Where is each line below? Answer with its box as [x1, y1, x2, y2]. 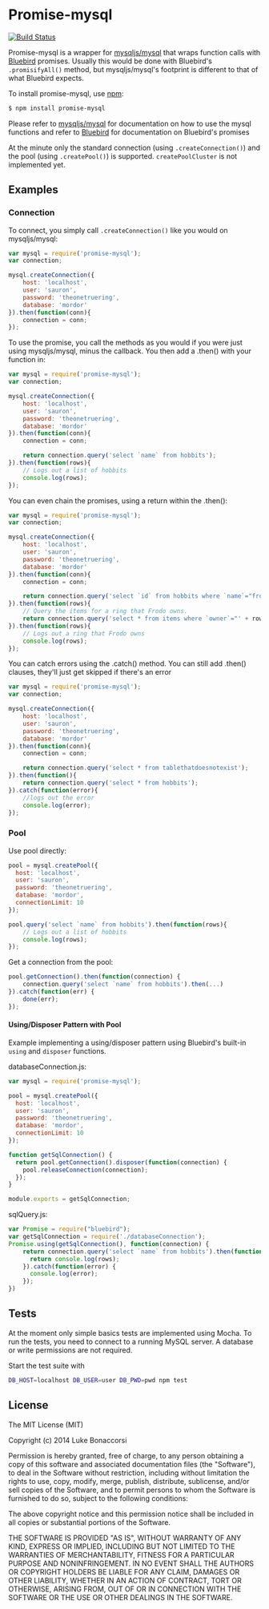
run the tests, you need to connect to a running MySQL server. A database [8, 1337, 254, 1346]
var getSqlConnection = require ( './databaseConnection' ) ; [8, 1232, 206, 1240]
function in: [8, 355, 46, 365]
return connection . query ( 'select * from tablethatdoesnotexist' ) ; [22, 764, 249, 772]
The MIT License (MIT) [8, 1420, 84, 1430]
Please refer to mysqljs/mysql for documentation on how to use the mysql [8, 119, 252, 128]
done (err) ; [22, 995, 59, 1003]
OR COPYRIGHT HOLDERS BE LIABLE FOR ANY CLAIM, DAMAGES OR [8, 1567, 240, 1576]
